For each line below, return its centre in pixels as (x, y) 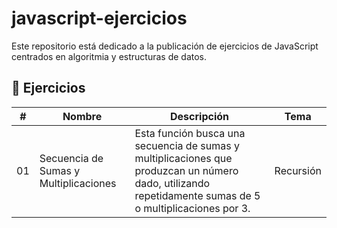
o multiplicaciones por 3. (192, 208)
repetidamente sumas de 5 (197, 195)
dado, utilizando (172, 183)
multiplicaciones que (183, 158)
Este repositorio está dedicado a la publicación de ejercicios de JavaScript (165, 46)
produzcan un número (186, 170)
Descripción (199, 116)
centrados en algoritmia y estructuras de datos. (109, 56)
